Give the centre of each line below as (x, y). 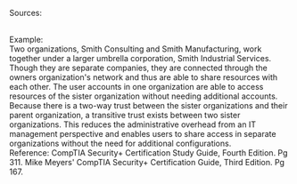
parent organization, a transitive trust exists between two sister (125, 115)
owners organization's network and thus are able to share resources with (144, 77)
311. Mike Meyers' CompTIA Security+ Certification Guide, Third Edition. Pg (147, 162)
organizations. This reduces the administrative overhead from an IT (133, 124)
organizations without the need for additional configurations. (120, 143)
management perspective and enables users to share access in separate (143, 134)
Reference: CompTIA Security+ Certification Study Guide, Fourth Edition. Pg (148, 153)
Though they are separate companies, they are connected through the (138, 68)
